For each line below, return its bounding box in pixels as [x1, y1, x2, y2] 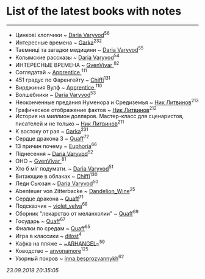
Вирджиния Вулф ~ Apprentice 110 [15, 82, 103, 91]
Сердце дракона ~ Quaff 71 [15, 194, 84, 202]
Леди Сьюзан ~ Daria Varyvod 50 [15, 178, 99, 187]
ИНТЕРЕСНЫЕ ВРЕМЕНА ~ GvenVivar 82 [15, 60, 120, 68]
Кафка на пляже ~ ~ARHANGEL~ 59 [15, 239, 106, 247]
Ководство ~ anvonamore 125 [15, 246, 88, 254]
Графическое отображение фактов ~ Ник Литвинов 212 [15, 105, 157, 113]
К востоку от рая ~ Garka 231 [15, 126, 88, 135]
